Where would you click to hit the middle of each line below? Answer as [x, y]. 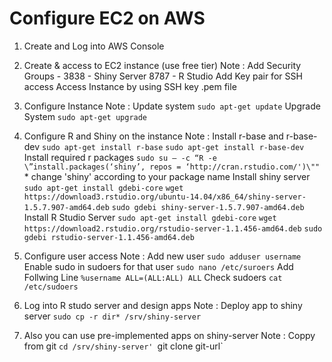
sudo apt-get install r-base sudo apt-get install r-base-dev [173, 147]
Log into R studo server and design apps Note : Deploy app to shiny [163, 305]
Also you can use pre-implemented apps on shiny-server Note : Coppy [169, 335]
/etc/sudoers [51, 287]
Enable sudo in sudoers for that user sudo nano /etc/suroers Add [158, 266]
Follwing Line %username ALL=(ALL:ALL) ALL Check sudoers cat [153, 277]
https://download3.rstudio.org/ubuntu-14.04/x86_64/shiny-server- [165, 197]
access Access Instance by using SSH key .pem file [130, 86]
